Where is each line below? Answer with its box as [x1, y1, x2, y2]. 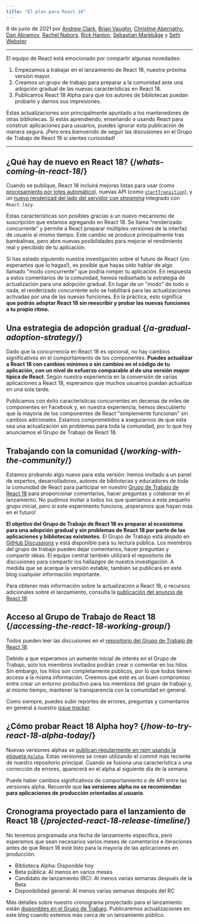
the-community [6, 455, 66, 466]
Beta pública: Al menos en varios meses [14, 868, 113, 875]
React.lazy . [6, 201, 34, 208]
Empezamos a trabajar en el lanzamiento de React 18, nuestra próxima [14, 66, 187, 73]
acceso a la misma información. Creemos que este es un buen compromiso [6, 674, 191, 681]
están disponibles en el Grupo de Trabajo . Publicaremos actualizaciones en [6, 905, 190, 912]
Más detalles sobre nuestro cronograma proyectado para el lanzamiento [6, 898, 182, 906]
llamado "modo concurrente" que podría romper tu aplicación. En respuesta [6, 268, 191, 275]
